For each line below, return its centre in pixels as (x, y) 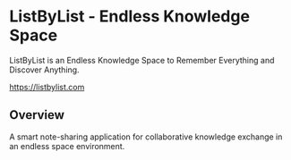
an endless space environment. (67, 146)
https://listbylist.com (47, 87)
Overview (37, 115)
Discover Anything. (44, 70)
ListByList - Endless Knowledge (130, 17)
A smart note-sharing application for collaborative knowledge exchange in (146, 137)
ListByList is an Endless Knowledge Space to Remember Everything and (142, 60)
